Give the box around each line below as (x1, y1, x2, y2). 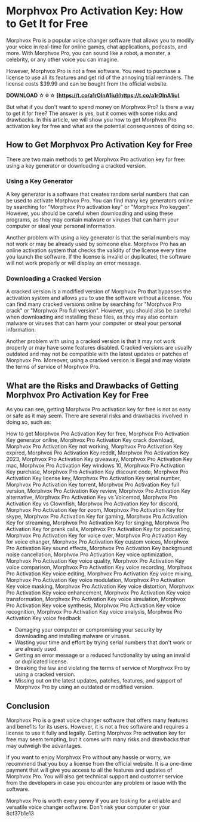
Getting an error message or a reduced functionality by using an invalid (14, 651, 190, 659)
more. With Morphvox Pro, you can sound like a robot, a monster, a (6, 49, 171, 56)
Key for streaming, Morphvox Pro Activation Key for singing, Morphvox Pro (6, 519, 190, 526)
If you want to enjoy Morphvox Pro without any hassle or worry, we (6, 753, 171, 761)
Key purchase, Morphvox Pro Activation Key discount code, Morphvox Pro (6, 468, 189, 475)
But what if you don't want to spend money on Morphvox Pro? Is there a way (6, 103, 195, 110)
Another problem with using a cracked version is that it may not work (6, 338, 176, 345)
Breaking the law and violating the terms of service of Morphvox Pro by (14, 665, 190, 672)
